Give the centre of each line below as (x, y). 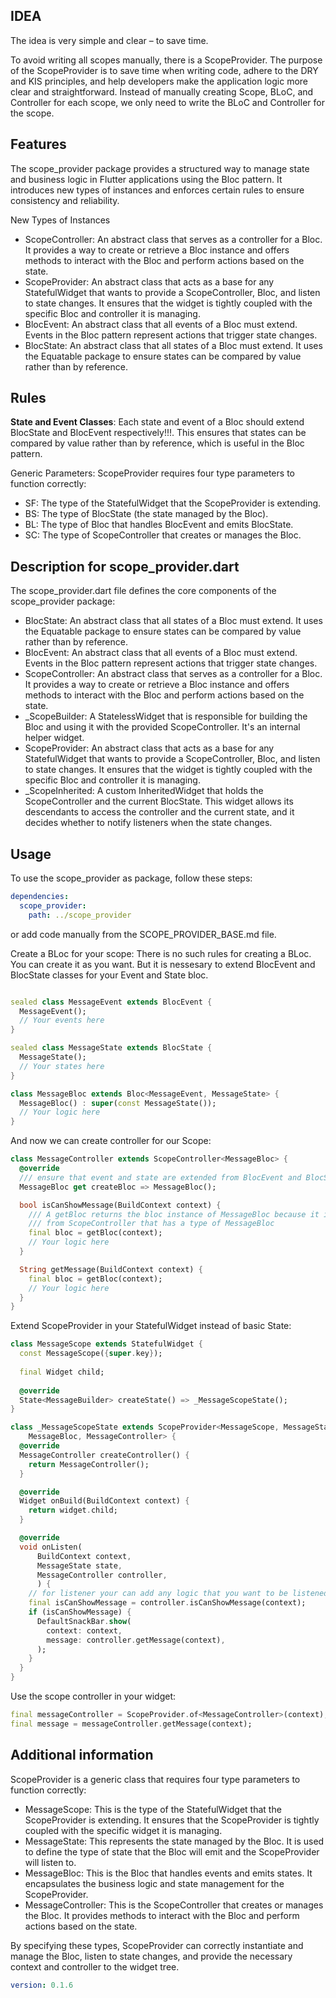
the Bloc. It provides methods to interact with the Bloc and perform (162, 1915)
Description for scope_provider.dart (125, 566)
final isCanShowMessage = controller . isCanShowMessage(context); (167, 1603)
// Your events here (62, 1020)
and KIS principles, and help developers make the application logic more (159, 81)
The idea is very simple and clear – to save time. (109, 40)
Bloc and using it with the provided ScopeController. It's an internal (162, 727)
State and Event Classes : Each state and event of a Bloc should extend (157, 422)
